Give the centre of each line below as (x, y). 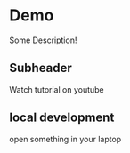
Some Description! (43, 40)
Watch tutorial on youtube (57, 89)
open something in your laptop (65, 139)
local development (62, 118)
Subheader (41, 68)
